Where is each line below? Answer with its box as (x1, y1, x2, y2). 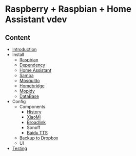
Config (12, 99, 26, 104)
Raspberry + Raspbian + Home (5, 3, 132, 15)
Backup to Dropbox (19, 135, 58, 141)
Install (12, 52, 24, 57)
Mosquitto (19, 78, 40, 83)
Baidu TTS (26, 130, 48, 135)
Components (19, 104, 45, 109)
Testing (12, 146, 28, 151)
